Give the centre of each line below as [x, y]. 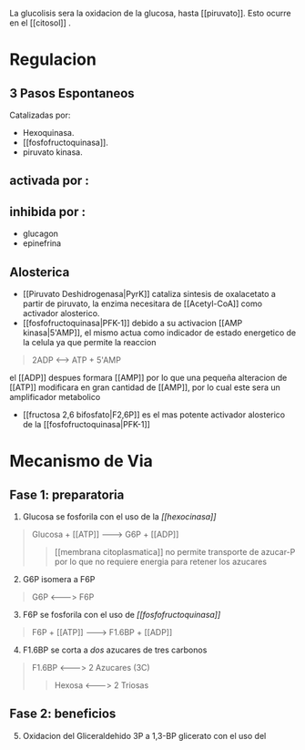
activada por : [49, 181]
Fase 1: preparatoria [67, 494]
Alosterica [40, 272]
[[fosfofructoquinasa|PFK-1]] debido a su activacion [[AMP [132, 324]
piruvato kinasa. [53, 152]
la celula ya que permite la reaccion [89, 343]
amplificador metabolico [55, 397]
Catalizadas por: [40, 115]
